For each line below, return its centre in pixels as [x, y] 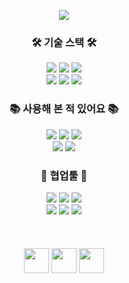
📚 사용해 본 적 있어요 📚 [64, 109]
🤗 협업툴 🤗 [64, 175]
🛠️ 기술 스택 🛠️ [64, 42]
